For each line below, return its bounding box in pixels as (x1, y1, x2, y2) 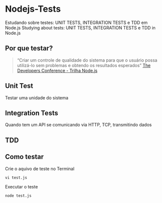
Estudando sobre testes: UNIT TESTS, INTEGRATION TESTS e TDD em (5, 20, 148, 25)
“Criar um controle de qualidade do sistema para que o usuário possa (17, 57, 158, 63)
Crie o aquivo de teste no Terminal (5, 165, 75, 172)
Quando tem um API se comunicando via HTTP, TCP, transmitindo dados (5, 122, 152, 128)
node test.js (5, 193, 32, 198)
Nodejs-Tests (5, 3, 61, 15)
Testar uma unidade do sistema (5, 94, 69, 101)
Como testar (5, 153, 44, 161)
